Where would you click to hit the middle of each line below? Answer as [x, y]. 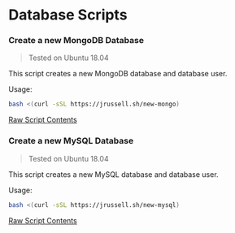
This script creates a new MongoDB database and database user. [118, 74]
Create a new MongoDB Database [76, 41]
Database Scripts [68, 15]
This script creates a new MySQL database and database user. [113, 174]
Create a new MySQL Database [71, 141]
